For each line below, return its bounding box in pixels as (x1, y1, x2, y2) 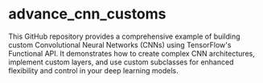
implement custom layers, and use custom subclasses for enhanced (8, 57, 234, 67)
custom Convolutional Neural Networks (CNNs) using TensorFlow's (8, 39, 232, 49)
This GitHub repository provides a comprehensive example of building (8, 31, 240, 41)
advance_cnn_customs (8, 5, 166, 23)
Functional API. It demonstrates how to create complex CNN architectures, (8, 48, 255, 58)
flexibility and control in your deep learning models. (8, 65, 179, 75)
